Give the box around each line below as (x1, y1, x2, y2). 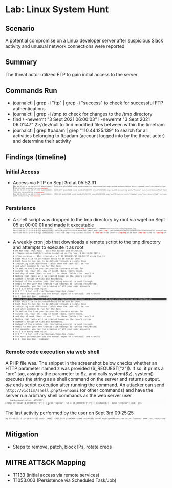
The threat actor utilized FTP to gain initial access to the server (5, 71, 138, 77)
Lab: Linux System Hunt (5, 4, 109, 15)
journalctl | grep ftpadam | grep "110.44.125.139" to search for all (12, 127, 148, 133)
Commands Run (5, 86, 57, 95)
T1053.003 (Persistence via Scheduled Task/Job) (12, 477, 117, 483)
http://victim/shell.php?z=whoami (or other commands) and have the (5, 387, 154, 393)
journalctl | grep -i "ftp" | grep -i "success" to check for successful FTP (12, 100, 164, 106)
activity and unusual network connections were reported (5, 43, 125, 49)
